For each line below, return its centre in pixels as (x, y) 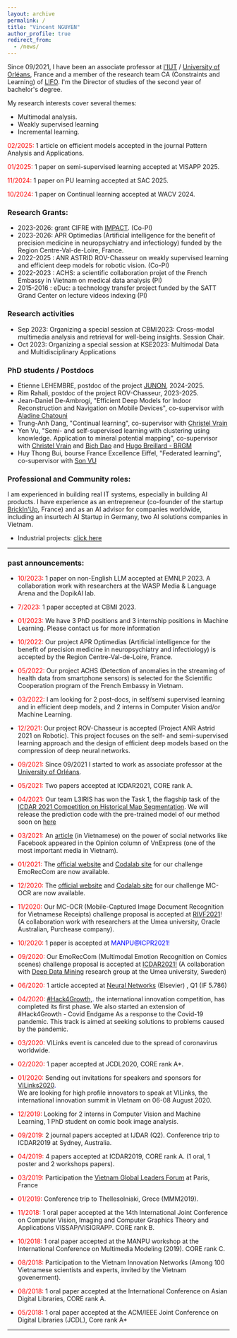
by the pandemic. (43, 1029)
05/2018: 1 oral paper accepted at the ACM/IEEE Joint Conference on (118, 1313)
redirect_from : (30, 40)
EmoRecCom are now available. (63, 872)
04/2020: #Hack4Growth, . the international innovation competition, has (121, 999)
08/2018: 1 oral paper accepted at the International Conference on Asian (122, 1291)
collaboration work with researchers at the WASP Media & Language (117, 586)
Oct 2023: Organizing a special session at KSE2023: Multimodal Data (118, 344)
